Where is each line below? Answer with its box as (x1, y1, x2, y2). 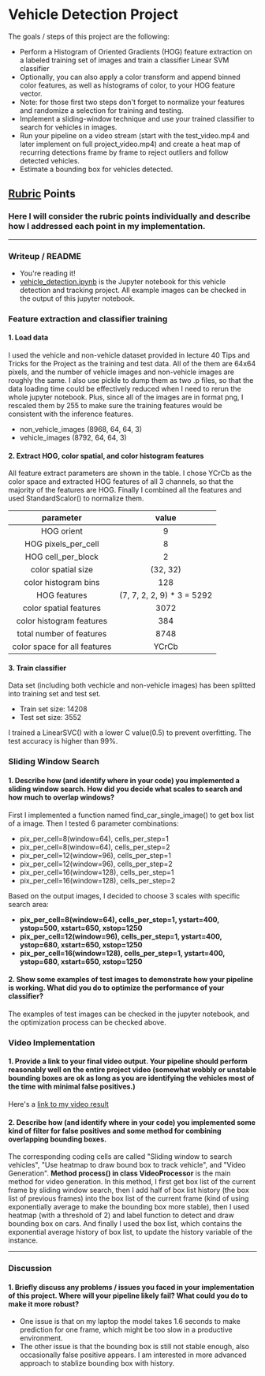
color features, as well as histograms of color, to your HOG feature (19, 81, 235, 90)
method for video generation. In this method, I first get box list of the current (8, 1177, 256, 1187)
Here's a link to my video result (8, 1099, 109, 1108)
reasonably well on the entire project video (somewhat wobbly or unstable (8, 1065, 257, 1074)
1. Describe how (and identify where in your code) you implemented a (8, 775, 241, 785)
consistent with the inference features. (8, 409, 134, 419)
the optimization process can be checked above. (8, 1017, 167, 1027)
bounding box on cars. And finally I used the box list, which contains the (8, 1219, 243, 1228)
